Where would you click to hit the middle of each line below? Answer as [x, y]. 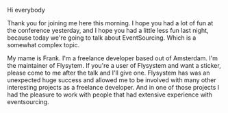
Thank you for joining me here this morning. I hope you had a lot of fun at [110, 23]
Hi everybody [26, 10]
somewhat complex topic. [43, 45]
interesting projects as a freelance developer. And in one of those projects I [113, 87]
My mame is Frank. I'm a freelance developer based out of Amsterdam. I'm [112, 58]
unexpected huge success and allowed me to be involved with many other [112, 80]
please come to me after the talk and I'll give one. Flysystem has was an [109, 73]
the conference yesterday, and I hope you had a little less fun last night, [108, 30]
